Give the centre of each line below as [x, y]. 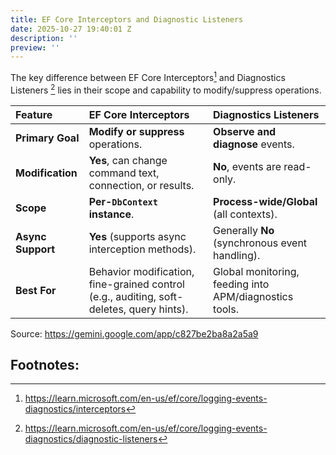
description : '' [44, 38]
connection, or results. [141, 185]
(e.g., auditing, [122, 296]
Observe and [245, 131]
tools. [226, 309]
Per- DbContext [123, 201]
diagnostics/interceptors [75, 409]
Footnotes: [45, 364]
